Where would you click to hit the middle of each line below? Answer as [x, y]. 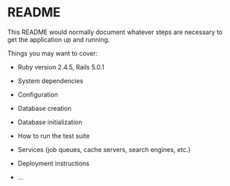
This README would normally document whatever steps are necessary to [115, 32]
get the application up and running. [59, 39]
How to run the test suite [54, 136]
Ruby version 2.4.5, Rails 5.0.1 [61, 67]
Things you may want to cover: [53, 53]
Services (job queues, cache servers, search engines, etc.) [104, 149]
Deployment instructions [54, 163]
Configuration [38, 94]
